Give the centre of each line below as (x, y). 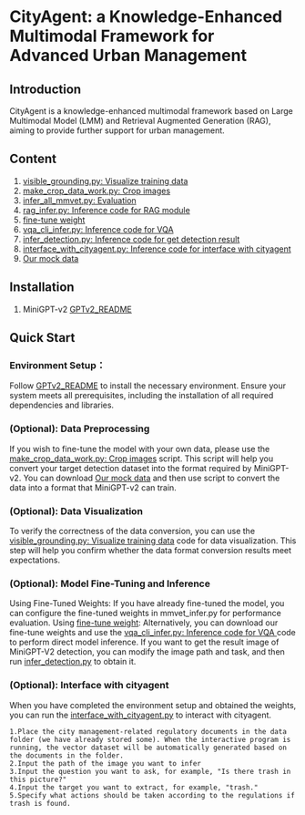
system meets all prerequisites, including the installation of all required (142, 396)
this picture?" (38, 779)
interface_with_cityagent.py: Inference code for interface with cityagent (157, 249)
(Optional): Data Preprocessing (80, 428)
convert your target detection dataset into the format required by (131, 468)
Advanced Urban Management (128, 56)
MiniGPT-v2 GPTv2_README (77, 309)
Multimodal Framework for (112, 36)
